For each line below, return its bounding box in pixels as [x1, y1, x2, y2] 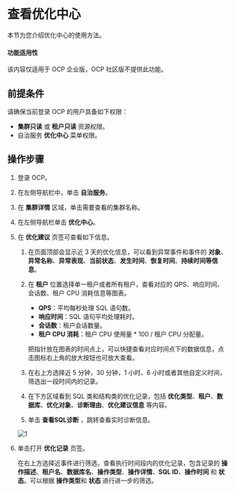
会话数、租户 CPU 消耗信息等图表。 [27, 288, 131, 297]
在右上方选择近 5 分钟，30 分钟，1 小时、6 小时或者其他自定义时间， [27, 368, 226, 376]
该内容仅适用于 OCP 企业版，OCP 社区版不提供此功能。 [7, 65, 168, 73]
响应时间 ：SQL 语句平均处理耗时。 [38, 312, 138, 320]
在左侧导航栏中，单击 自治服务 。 [17, 188, 112, 197]
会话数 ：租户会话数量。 [38, 321, 106, 329]
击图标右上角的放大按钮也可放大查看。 [27, 353, 138, 362]
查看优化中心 [7, 6, 82, 22]
